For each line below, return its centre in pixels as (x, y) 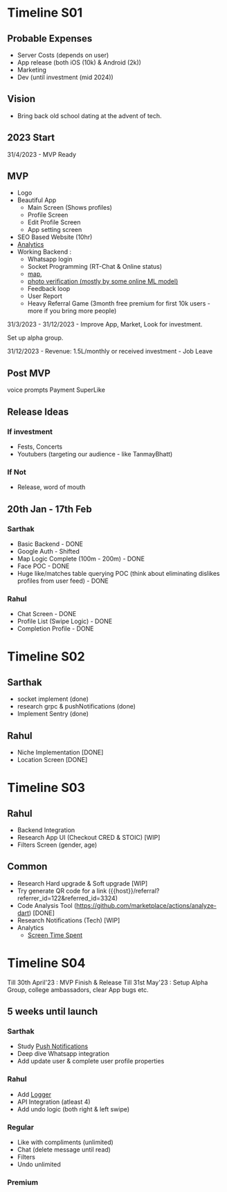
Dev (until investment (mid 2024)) (65, 77)
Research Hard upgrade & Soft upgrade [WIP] (82, 883)
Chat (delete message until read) (64, 1150)
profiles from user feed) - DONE (63, 581)
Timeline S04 (46, 963)
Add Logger (34, 1094)
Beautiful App (37, 200)
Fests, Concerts (40, 447)
